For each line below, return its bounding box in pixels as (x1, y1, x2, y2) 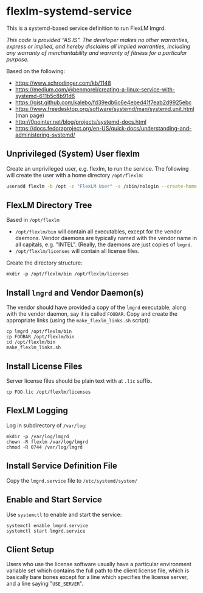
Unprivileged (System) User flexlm (6, 149, 140, 159)
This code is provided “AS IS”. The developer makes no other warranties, (6, 36, 190, 43)
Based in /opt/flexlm (6, 216, 60, 224)
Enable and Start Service (6, 495, 102, 505)
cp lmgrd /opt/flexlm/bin (6, 328, 72, 335)
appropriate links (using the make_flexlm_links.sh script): (6, 317, 150, 324)
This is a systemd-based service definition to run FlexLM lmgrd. (6, 24, 166, 32)
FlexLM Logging (6, 405, 69, 416)
